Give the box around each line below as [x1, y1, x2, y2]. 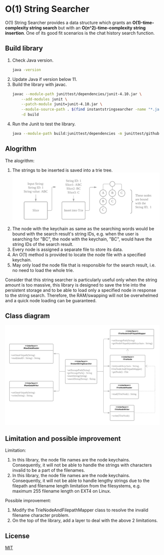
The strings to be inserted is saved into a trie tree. [12, 167, 113, 173]
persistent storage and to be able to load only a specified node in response [5, 287, 157, 293]
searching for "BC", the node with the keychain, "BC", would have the [12, 236, 152, 242]
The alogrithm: [5, 158, 35, 164]
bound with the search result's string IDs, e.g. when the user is [12, 231, 139, 237]
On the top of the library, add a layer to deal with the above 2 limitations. [12, 518, 158, 524]
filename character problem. [12, 512, 70, 518]
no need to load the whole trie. [12, 267, 74, 273]
